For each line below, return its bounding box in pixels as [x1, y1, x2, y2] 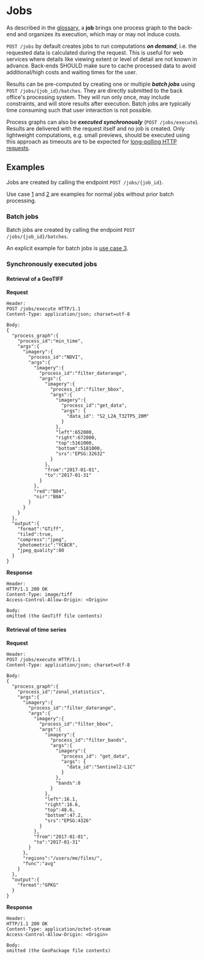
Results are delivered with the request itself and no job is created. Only [6, 125, 185, 132]
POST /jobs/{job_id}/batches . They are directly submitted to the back [6, 86, 183, 94]
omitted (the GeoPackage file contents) [6, 948, 111, 954]
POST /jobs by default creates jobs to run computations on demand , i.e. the [6, 42, 197, 50]
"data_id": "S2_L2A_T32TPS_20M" [66, 413, 149, 420]
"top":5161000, [55, 440, 95, 447]
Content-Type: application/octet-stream [6, 926, 111, 932]
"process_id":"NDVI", [28, 354, 84, 361]
